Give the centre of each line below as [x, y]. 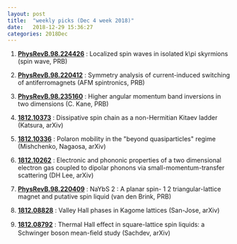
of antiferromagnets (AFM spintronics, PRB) [81, 83]
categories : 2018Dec [38, 34]
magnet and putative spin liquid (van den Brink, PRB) [94, 196]
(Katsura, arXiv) [40, 126]
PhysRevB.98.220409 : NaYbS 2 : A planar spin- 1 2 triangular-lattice [119, 189]
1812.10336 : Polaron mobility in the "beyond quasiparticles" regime [116, 139]
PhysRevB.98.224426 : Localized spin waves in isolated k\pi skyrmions [123, 54]
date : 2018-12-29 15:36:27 [50, 27]
